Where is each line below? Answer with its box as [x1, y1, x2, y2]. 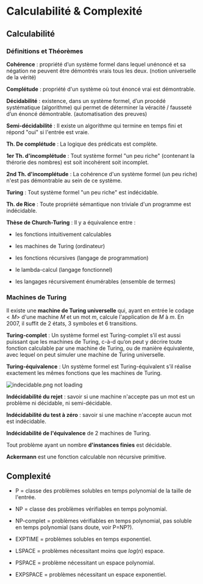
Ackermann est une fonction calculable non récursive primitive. [6, 453, 166, 461]
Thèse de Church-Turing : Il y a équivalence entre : [6, 218, 136, 226]
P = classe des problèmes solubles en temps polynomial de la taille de [15, 486, 192, 494]
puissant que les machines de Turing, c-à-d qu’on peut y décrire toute [6, 338, 183, 346]
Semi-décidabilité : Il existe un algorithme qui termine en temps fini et [6, 122, 183, 129]
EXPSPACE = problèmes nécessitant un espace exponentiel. [15, 571, 166, 578]
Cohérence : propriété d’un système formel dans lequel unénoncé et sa [6, 60, 186, 68]
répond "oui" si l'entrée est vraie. [6, 128, 90, 135]
